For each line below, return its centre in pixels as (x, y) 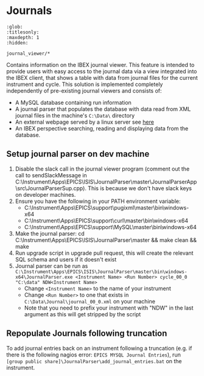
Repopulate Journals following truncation (87, 334)
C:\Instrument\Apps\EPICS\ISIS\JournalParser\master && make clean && (106, 240)
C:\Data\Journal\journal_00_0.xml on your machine (90, 301)
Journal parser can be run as (51, 266)
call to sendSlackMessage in (51, 175)
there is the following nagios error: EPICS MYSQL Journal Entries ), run (93, 355)
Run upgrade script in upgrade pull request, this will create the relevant (104, 253)
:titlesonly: (23, 32)
